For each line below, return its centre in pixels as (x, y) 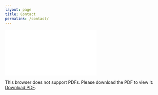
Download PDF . (21, 88)
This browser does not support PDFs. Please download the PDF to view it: (79, 82)
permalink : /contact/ (27, 19)
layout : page (18, 9)
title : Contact (20, 14)
